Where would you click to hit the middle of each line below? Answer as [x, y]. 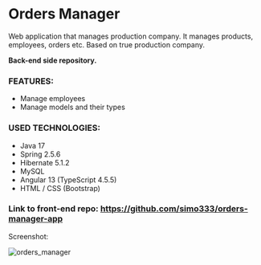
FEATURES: [31, 81]
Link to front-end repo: [53, 209]
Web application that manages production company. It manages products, [131, 36]
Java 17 [33, 145]
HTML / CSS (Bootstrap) [60, 188]
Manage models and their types [73, 107]
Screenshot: [29, 236]
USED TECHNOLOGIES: [54, 128]
